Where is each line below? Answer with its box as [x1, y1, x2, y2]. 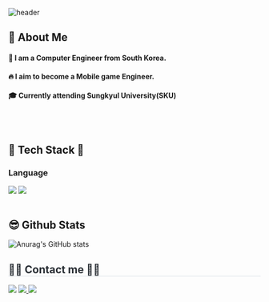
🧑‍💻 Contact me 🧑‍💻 [8, 263, 101, 276]
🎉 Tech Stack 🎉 [8, 143, 85, 157]
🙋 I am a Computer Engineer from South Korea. [8, 53, 167, 62]
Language [8, 167, 49, 179]
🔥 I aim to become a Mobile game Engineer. [8, 71, 155, 81]
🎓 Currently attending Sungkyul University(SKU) [8, 91, 177, 100]
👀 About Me [8, 30, 68, 44]
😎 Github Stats [8, 218, 86, 232]
